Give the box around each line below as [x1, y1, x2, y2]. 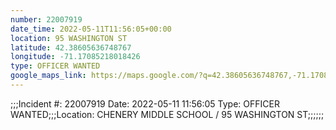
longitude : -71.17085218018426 [10, 52, 141, 62]
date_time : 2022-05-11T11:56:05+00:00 [10, 24, 172, 34]
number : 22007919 [10, 14, 83, 25]
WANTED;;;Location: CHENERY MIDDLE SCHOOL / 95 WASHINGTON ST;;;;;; [10, 108, 325, 120]
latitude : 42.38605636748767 [10, 42, 132, 53]
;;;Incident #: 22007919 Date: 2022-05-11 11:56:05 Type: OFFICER [10, 97, 280, 110]
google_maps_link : [10, 71, 87, 81]
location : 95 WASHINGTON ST [10, 33, 128, 43]
